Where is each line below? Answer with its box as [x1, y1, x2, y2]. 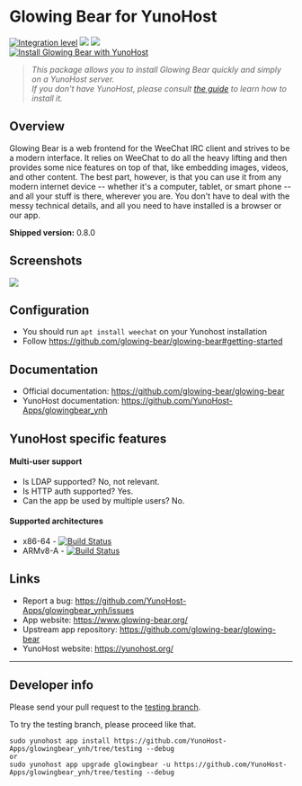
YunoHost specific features [9, 431, 167, 446]
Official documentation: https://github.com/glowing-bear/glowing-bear [22, 386, 285, 397]
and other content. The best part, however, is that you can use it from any [9, 171, 282, 182]
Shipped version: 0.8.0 [9, 227, 96, 237]
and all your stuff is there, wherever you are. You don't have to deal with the [9, 191, 290, 201]
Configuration [9, 302, 90, 317]
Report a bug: [22, 595, 74, 606]
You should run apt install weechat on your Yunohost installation [22, 326, 268, 337]
